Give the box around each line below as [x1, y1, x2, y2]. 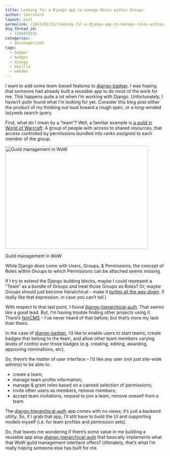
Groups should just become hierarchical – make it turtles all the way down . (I [5, 289, 164, 295]
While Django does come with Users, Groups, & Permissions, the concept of [5, 263, 164, 269]
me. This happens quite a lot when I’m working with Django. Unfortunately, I [5, 93, 163, 100]
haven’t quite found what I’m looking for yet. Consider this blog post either [5, 99, 160, 105]
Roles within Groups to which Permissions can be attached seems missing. [5, 268, 161, 274]
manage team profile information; [12, 377, 82, 382]
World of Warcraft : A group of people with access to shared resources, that [5, 125, 162, 131]
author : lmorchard [5, 12, 44, 17]
